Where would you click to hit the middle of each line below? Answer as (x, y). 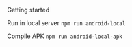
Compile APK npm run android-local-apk (65, 36)
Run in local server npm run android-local (66, 23)
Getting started (28, 10)
